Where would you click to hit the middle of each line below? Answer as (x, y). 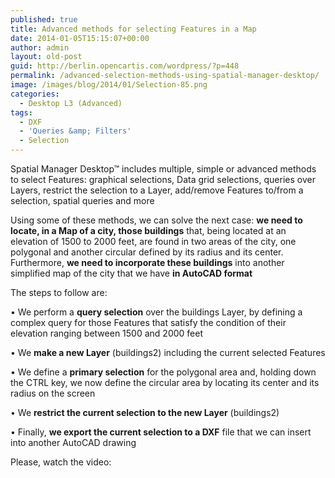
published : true (44, 19)
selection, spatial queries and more (82, 200)
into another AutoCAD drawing (73, 442)
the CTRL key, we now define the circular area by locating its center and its (165, 382)
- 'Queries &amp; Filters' (75, 131)
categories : (35, 94)
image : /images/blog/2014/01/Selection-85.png (109, 85)
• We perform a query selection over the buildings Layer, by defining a (156, 312)
